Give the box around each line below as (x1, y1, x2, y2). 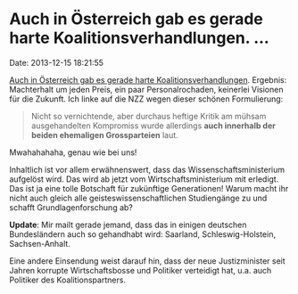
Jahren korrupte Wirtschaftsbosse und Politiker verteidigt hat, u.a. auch (9, 265, 272, 275)
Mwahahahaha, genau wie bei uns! (9, 147, 137, 158)
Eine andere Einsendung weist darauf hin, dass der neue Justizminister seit (9, 255, 286, 266)
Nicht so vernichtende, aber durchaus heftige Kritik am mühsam (30, 110, 267, 121)
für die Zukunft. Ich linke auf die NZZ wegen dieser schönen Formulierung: (9, 94, 284, 104)
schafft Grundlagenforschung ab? (9, 201, 134, 213)
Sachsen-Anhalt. (9, 238, 71, 249)
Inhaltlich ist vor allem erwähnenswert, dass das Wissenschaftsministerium (9, 164, 286, 175)
